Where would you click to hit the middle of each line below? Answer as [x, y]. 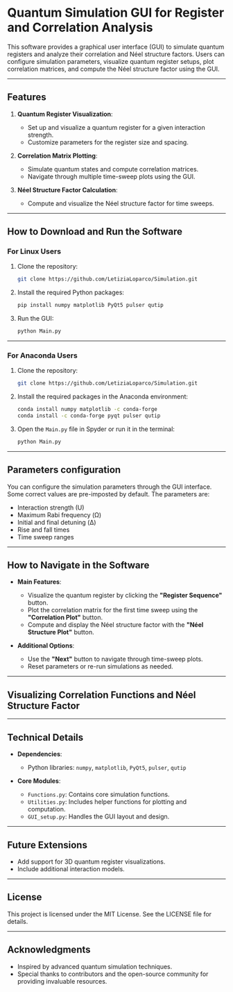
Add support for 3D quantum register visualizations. [91, 861]
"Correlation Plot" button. [65, 617]
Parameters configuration [64, 470]
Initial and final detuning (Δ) [57, 522]
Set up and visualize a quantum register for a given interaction [116, 127]
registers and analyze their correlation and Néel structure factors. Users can [116, 54]
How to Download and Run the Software [95, 232]
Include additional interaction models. [71, 868]
